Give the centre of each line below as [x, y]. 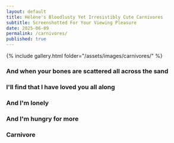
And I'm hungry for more [42, 119]
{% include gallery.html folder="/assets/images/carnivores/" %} [84, 56]
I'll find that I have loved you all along [61, 87]
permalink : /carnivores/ [37, 34]
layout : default [26, 12]
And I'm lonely [28, 103]
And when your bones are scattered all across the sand [87, 71]
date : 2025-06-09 [28, 28]
